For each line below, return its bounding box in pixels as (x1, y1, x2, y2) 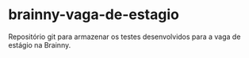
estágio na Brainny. (8, 40, 71, 49)
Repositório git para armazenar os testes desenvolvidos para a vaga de (8, 32, 241, 41)
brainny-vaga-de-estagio (8, 6, 180, 24)
